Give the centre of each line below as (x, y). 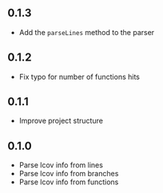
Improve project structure (61, 121)
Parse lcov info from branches (69, 174)
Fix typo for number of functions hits (80, 77)
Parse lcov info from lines (61, 165)
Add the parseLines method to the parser (87, 32)
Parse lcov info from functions (69, 182)
